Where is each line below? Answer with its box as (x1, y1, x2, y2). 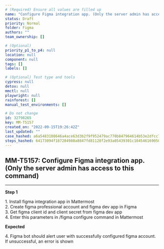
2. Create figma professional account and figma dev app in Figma (5, 204, 137, 210)
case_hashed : (5, 134, 32, 138)
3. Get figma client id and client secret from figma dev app (5, 209, 123, 215)
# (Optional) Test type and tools (5, 75, 76, 80)
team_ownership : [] (5, 35, 45, 40)
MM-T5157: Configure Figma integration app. (5, 156, 145, 164)
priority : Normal (5, 21, 41, 26)
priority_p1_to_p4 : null (5, 47, 56, 53)
